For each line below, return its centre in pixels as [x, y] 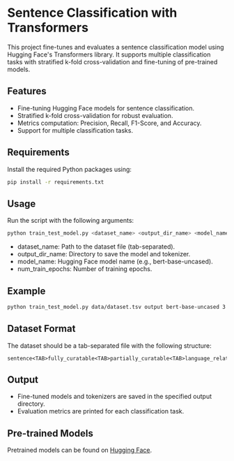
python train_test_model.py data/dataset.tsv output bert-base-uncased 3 [117, 307]
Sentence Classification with [92, 13]
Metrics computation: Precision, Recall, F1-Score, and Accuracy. [109, 123]
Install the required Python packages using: [70, 169]
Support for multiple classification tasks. [75, 130]
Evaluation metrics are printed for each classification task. [101, 411]
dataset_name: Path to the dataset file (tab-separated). [96, 247]
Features [27, 91]
